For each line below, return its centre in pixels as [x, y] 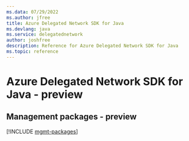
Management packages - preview [72, 117]
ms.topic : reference [33, 52]
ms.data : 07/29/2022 [33, 12]
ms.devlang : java [28, 29]
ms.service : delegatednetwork [45, 35]
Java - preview [45, 94]
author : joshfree [28, 40]
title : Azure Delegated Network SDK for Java [65, 23]
